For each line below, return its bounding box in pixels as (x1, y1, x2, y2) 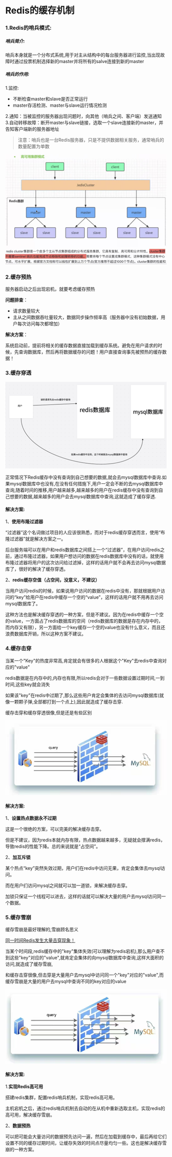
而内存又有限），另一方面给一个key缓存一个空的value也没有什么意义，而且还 (5, 624, 165, 631)
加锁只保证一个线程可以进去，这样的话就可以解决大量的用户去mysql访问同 (5, 893, 162, 899)
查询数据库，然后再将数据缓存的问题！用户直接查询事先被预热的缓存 (18, 349, 162, 355)
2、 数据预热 (5, 1123, 31, 1129)
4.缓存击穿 (5, 645, 32, 652)
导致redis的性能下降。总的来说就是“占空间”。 (5, 844, 101, 850)
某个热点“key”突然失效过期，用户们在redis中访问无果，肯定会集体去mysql (5, 865, 161, 871)
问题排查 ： (5, 297, 28, 303)
